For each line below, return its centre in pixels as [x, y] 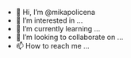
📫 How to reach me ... [52, 46]
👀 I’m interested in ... [49, 20]
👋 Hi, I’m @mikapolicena [55, 12]
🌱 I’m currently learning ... [58, 29]
